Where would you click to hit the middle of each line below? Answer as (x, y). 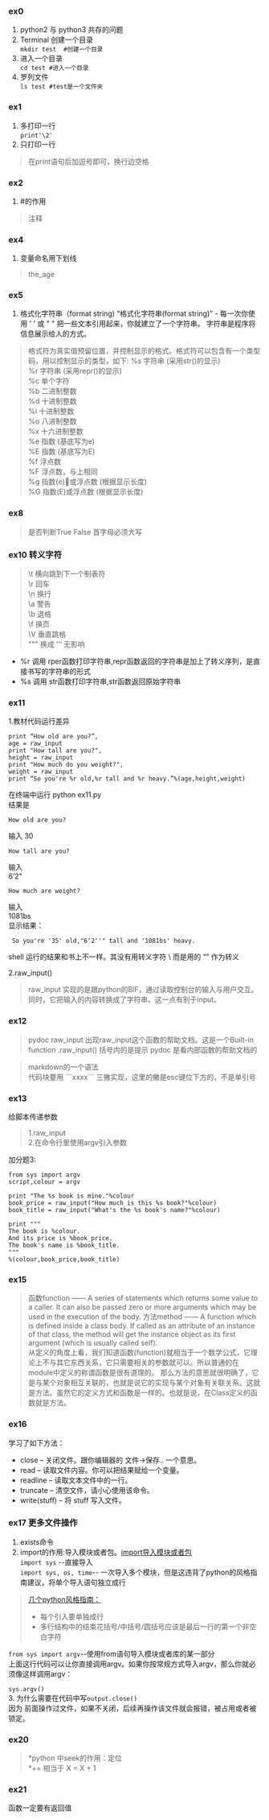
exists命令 (37, 1542)
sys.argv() (26, 1689)
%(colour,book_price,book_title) (64, 1259)
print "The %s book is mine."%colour (71, 1196)
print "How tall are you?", (55, 751)
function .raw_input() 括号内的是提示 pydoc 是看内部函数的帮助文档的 (143, 1049)
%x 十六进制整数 (56, 432)
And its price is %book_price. (61, 1238)
